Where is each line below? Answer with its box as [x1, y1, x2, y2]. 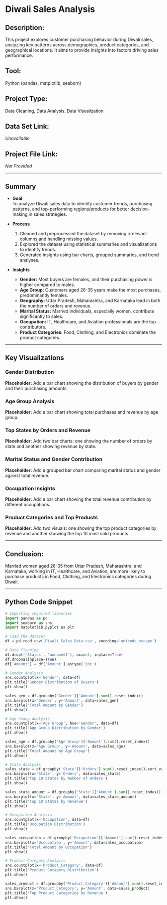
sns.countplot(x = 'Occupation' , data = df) [5, 817, 90, 822]
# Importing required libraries [5, 611, 72, 616]
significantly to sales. [19, 313, 64, 319]
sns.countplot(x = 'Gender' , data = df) [5, 675, 81, 680]
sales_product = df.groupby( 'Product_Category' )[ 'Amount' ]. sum [5, 881, 139, 886]
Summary [5, 182, 36, 190]
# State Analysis [5, 762, 41, 767]
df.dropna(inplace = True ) [5, 657, 57, 662]
